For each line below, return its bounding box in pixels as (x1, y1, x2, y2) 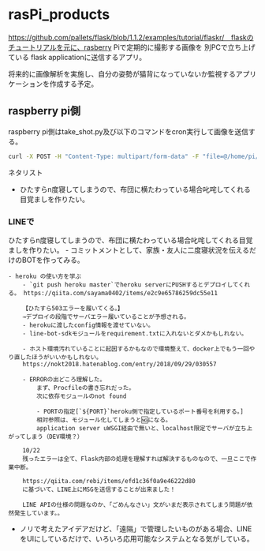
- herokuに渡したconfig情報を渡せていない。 (22, 321, 155, 329)
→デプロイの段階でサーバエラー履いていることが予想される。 (22, 313, 191, 320)
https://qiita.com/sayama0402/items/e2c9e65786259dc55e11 (23, 289, 218, 297)
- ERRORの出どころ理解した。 (22, 375, 106, 384)
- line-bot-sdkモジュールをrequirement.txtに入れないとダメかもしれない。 (22, 329, 248, 337)
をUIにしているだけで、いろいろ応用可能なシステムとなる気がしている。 (19, 534, 254, 543)
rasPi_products (8, 6, 110, 24)
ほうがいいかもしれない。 (31, 353, 103, 361)
